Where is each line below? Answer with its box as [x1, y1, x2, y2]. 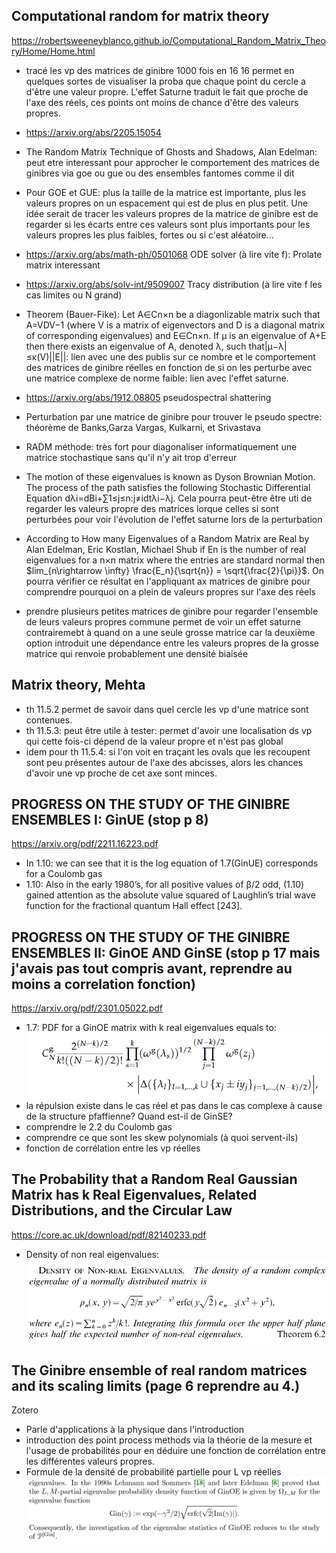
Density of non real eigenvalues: [25, 1248, 159, 1260]
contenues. [25, 714, 73, 726]
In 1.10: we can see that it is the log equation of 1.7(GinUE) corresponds [25, 857, 319, 869]
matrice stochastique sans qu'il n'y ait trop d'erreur [25, 451, 238, 463]
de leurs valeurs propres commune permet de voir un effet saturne [25, 615, 301, 628]
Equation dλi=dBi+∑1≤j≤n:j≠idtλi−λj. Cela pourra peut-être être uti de [25, 492, 313, 504]
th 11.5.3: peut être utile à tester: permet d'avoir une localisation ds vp [25, 724, 313, 736]
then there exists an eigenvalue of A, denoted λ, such [25, 340, 247, 352]
